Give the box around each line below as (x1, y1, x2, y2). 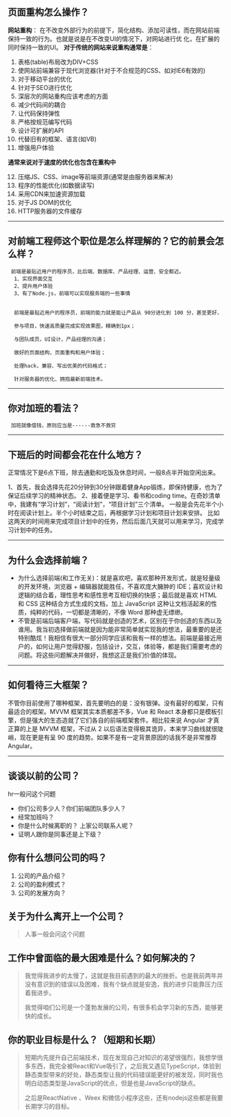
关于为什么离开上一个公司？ (8, 911, 125, 922)
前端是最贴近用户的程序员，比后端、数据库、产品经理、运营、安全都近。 (10, 268, 184, 275)
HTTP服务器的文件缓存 (17, 206, 83, 215)
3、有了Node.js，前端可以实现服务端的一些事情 (14, 290, 131, 297)
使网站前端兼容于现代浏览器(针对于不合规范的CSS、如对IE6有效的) (17, 66, 206, 74)
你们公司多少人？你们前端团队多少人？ (17, 804, 126, 813)
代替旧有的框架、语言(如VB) (17, 134, 97, 143)
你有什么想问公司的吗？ (8, 852, 107, 864)
